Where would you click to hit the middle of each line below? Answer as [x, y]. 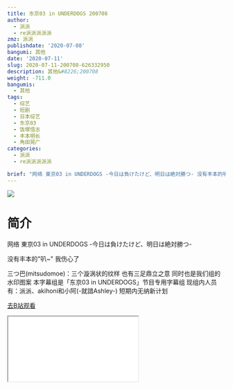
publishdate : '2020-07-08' [46, 46]
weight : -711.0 [29, 78]
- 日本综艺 [27, 116]
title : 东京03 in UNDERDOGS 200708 [58, 13]
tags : [15, 98]
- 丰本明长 [27, 136]
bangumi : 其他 [27, 53]
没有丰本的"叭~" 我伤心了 [43, 259]
